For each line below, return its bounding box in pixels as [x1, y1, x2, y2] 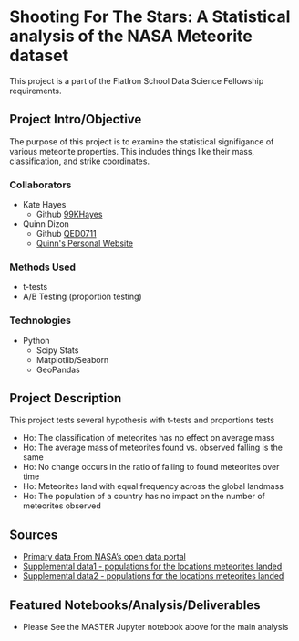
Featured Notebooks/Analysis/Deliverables [9, 597, 261, 613]
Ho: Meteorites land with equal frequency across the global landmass [22, 481, 284, 492]
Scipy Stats [36, 345, 79, 356]
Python [22, 335, 50, 346]
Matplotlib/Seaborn [36, 354, 109, 365]
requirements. [9, 85, 62, 96]
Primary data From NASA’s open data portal [22, 551, 187, 562]
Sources [9, 527, 58, 542]
